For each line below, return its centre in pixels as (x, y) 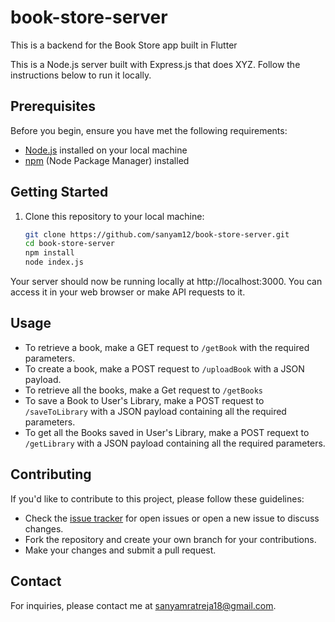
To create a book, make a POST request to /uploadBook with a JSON (164, 368)
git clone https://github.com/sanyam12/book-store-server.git (157, 234)
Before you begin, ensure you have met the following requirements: (149, 130)
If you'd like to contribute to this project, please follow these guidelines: (157, 498)
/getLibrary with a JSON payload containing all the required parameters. (175, 443)
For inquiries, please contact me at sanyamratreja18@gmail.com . (143, 605)
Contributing (51, 474)
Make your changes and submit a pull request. (120, 550)
